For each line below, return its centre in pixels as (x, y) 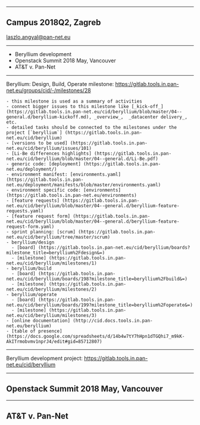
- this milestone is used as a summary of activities (74, 101)
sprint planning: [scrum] (44, 232)
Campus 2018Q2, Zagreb (54, 22)
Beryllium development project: (45, 358)
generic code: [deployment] (46, 164)
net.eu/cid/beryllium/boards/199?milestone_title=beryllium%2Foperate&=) (100, 305)
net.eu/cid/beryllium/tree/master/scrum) (58, 237)
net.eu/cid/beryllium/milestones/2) (51, 289)
